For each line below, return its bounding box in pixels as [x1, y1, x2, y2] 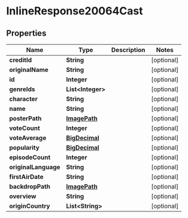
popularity [9, 144, 40, 152]
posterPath [9, 114, 42, 122]
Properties [6, 28, 47, 38]
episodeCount [9, 153, 51, 161]
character [9, 95, 38, 103]
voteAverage [9, 134, 47, 142]
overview [9, 192, 37, 200]
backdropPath [9, 183, 51, 190]
